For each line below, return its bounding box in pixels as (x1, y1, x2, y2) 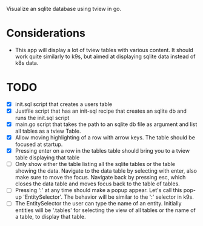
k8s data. (15, 59, 39, 66)
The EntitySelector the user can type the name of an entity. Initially (15, 200, 182, 207)
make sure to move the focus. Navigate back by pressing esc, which (15, 174, 186, 181)
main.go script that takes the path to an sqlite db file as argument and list (15, 121, 198, 128)
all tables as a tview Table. (15, 127, 81, 135)
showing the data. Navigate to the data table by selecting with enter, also (15, 167, 197, 174)
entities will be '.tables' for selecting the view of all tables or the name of (15, 207, 196, 214)
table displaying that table (15, 154, 80, 161)
